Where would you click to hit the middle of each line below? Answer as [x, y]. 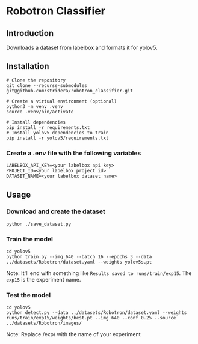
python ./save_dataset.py [39, 224]
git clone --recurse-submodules [47, 85]
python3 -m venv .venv [35, 106]
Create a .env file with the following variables [74, 153]
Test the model [29, 295]
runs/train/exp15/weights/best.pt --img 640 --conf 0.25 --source [91, 318]
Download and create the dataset [56, 211]
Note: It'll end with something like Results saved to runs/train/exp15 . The [99, 273]
